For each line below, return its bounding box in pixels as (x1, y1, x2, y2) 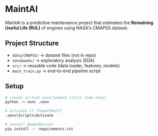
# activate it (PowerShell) (5, 109, 63, 113)
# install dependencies (5, 122, 54, 127)
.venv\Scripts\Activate (5, 113, 54, 118)
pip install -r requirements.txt (5, 126, 74, 131)
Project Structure (5, 39, 59, 48)
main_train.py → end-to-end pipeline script (12, 68, 101, 74)
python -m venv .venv (5, 100, 50, 105)
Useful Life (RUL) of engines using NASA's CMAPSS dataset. (5, 25, 129, 30)
